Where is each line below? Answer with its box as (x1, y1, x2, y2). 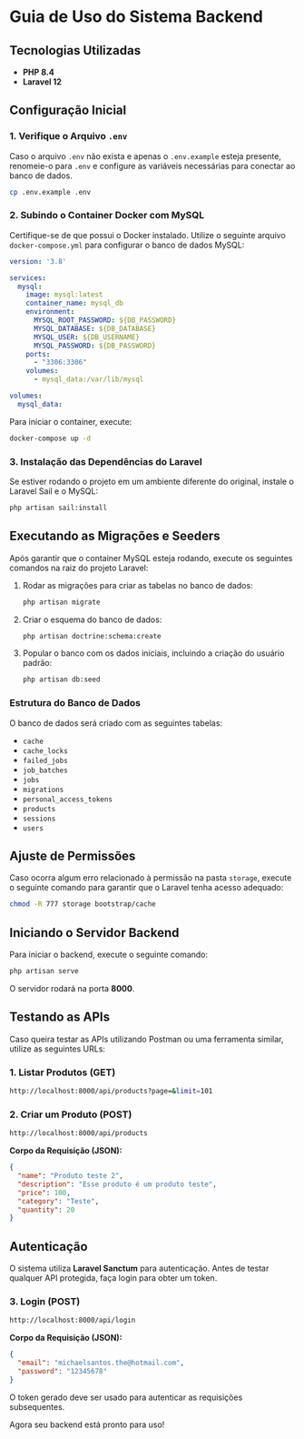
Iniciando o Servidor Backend (9, 925, 180, 941)
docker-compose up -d (9, 434, 92, 443)
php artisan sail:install (9, 503, 107, 513)
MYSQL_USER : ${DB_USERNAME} (33, 332, 141, 342)
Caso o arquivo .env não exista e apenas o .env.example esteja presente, (9, 150, 281, 161)
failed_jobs (22, 756, 68, 765)
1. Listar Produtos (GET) (9, 1066, 116, 1079)
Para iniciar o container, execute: (9, 416, 132, 427)
